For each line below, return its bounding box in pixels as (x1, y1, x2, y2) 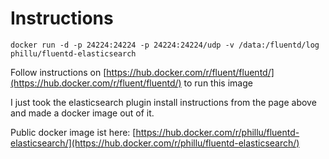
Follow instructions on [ (10, 66, 107, 78)
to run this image (183, 77, 253, 89)
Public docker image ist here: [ (10, 126, 137, 138)
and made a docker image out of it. (10, 107, 155, 119)
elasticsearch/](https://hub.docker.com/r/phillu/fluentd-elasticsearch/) (10, 137, 300, 149)
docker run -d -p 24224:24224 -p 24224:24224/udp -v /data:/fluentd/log (10, 40, 320, 50)
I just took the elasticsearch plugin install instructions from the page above (10, 96, 317, 108)
